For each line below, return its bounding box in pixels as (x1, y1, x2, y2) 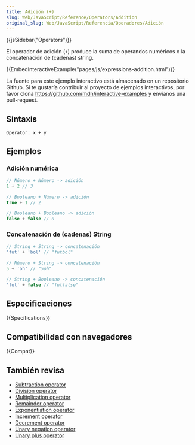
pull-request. (6, 96, 38, 104)
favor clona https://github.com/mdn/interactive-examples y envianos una (6, 90, 186, 98)
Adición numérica (6, 164, 59, 172)
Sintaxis (6, 114, 38, 124)
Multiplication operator (14, 393, 71, 401)
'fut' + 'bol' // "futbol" (6, 249, 73, 255)
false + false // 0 (6, 216, 55, 222)
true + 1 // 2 (6, 199, 42, 205)
